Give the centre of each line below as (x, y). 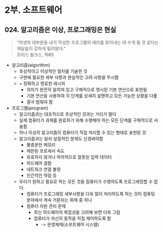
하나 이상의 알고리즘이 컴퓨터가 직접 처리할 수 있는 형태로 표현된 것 (82, 132)
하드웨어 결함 (39, 163)
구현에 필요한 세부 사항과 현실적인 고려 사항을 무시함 (69, 77)
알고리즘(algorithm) (31, 65)
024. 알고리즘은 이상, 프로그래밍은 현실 (60, 30)
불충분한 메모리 (41, 145)
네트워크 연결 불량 (43, 169)
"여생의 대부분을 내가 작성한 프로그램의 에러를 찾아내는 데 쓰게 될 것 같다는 (88, 42)
